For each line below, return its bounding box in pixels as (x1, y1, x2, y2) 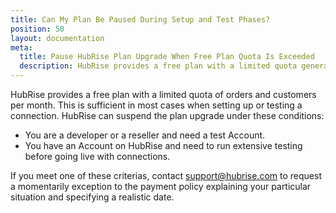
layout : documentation (10, 33, 105, 43)
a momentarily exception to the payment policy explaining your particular (10, 181, 312, 192)
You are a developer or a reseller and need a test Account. (24, 129, 266, 141)
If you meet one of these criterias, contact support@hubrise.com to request (10, 170, 322, 181)
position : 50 (10, 24, 65, 34)
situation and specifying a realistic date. (10, 191, 175, 203)
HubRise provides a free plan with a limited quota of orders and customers (10, 89, 317, 100)
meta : (10, 42, 33, 53)
